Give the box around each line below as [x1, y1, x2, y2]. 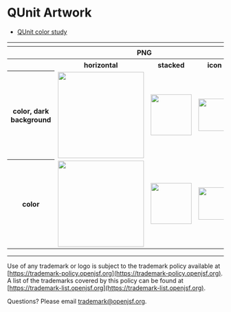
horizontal [83, 60, 118, 70]
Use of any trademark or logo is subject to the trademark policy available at [7, 262, 221, 270]
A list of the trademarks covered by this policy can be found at [7, 276, 184, 284]
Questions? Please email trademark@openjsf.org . [7, 297, 147, 305]
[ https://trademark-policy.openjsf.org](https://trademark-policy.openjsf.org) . [7, 269, 223, 277]
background [10, 115, 52, 125]
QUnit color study [16, 28, 67, 36]
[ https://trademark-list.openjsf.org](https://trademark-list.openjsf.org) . [7, 284, 206, 292]
